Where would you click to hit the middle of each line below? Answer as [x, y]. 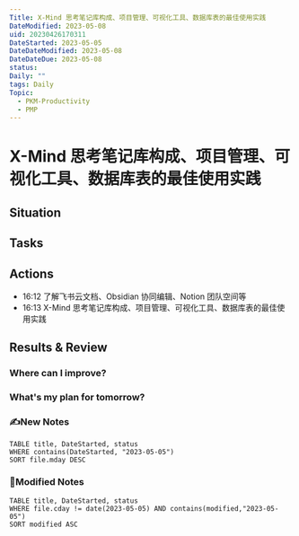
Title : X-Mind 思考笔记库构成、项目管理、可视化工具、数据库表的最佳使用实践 [138, 18]
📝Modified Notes [47, 482]
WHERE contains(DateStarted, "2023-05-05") [92, 452]
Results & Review [58, 348]
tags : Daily [31, 84]
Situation [35, 212]
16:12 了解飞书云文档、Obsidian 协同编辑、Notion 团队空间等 [134, 296]
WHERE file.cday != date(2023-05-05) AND [88, 508]
